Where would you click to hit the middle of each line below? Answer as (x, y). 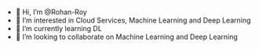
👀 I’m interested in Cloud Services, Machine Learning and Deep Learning (133, 20)
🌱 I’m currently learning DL (58, 28)
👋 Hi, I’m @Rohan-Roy (51, 12)
